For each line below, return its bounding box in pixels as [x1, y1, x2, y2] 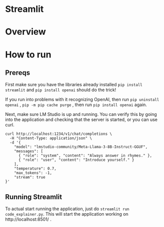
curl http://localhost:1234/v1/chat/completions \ [5, 131, 112, 137]
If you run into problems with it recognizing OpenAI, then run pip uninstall [5, 97, 160, 103]
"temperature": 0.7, [14, 166, 57, 171]
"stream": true [14, 175, 46, 180]
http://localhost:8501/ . [5, 217, 52, 223]
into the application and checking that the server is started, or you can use [5, 116, 158, 122]
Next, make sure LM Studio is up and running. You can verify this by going [5, 112, 158, 117]
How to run [5, 49, 52, 60]
